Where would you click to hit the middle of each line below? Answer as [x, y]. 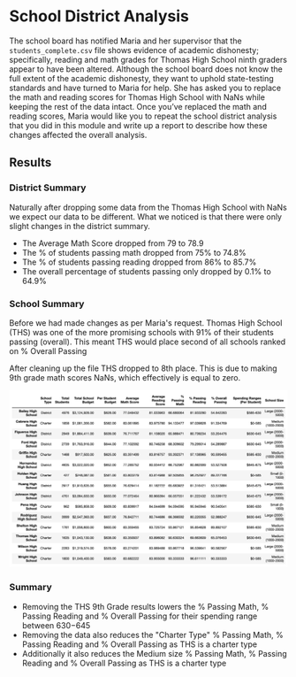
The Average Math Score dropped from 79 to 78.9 [113, 243]
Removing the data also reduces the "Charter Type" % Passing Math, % [153, 635]
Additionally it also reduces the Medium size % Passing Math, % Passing [154, 653]
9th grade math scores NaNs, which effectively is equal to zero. [125, 377]
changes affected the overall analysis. [78, 135]
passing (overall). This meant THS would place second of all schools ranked [148, 342]
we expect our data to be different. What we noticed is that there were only [146, 216]
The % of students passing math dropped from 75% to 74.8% [134, 252]
